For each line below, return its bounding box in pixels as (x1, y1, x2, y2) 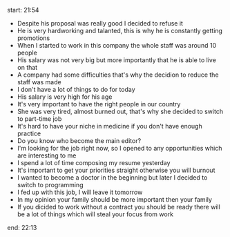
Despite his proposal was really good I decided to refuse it (17, 19, 183, 27)
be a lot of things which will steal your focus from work (17, 210, 174, 218)
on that (17, 64, 38, 71)
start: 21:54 (7, 6, 39, 14)
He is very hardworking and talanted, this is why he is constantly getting (17, 27, 223, 35)
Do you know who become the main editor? (17, 137, 142, 144)
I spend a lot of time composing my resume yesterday (17, 159, 171, 167)
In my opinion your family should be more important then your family (17, 196, 213, 203)
